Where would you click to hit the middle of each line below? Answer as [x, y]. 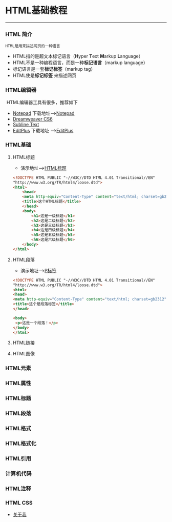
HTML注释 [18, 489]
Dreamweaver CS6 [33, 119]
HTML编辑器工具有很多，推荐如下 [42, 102]
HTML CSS [19, 503]
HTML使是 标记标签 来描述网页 [45, 75]
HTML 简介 [19, 34]
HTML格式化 [21, 443]
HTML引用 [18, 458]
